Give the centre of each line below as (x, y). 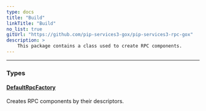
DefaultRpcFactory (31, 88)
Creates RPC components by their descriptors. (65, 101)
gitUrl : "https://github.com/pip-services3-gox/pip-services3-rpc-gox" (100, 35)
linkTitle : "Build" (31, 23)
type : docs (20, 12)
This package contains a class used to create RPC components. (100, 46)
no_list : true (25, 29)
